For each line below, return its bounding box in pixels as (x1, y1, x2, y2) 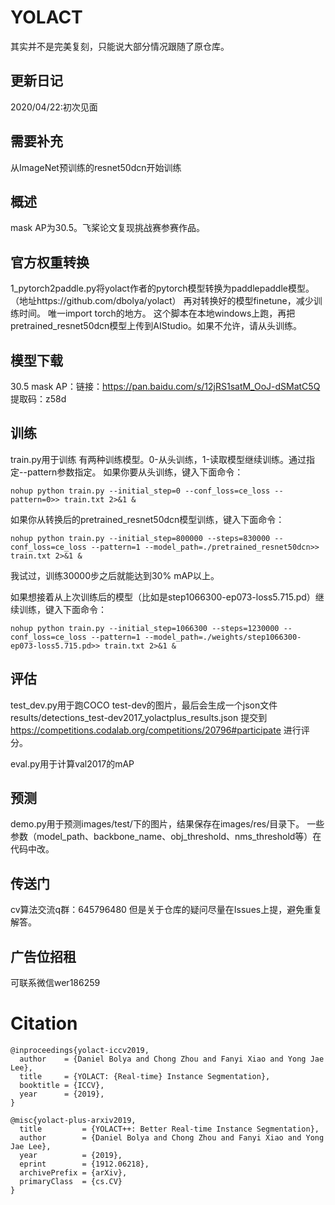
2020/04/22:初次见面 (10, 101, 98, 113)
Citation (10, 1012, 78, 1035)
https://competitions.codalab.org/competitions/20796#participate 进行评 (10, 724, 310, 736)
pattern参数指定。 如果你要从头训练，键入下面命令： (26, 466, 244, 478)
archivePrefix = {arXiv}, (19, 1168, 128, 1178)
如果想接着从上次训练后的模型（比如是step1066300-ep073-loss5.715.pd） (10, 591, 316, 603)
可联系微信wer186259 (10, 977, 101, 989)
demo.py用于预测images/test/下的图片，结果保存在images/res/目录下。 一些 (10, 818, 325, 830)
